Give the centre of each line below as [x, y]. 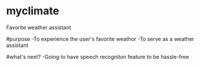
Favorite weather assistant [39, 27]
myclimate [33, 11]
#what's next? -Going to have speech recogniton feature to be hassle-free [98, 56]
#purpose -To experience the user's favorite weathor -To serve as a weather [100, 39]
